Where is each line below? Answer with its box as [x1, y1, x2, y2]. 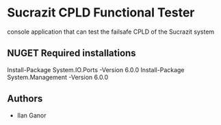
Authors [7, 93, 43, 104]
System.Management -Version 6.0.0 [7, 73, 109, 81]
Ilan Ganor [16, 111, 47, 120]
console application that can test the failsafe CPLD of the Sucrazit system [7, 27, 215, 36]
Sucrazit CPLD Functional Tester [7, 5, 195, 21]
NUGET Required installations [7, 47, 136, 59]
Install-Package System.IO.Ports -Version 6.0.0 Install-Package [7, 65, 185, 73]
